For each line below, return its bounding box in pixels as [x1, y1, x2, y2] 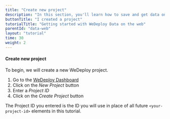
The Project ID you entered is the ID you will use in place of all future [5, 102, 148, 108]
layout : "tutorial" [5, 31, 47, 36]
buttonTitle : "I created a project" [5, 17, 82, 22]
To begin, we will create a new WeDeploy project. [5, 67, 108, 73]
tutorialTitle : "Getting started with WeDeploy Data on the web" [5, 21, 146, 27]
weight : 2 [5, 40, 26, 45]
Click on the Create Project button [12, 93, 84, 99]
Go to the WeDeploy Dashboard [12, 77, 79, 83]
